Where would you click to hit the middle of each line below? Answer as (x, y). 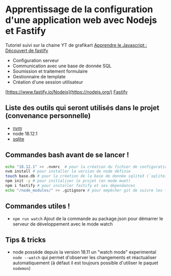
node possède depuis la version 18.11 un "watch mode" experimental (84, 252)
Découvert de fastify (27, 50)
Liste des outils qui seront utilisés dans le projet (82, 108)
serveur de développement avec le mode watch (63, 224)
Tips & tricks (26, 240)
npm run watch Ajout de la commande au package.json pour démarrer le (88, 218)
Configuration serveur (36, 60)
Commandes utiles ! (38, 206)
